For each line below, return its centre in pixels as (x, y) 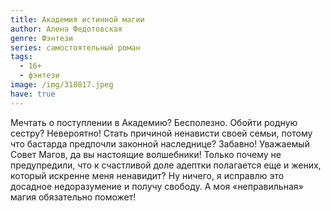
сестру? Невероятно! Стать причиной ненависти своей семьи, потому (161, 133)
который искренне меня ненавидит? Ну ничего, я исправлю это (147, 175)
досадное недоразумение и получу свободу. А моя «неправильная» (157, 186)
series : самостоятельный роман (75, 47)
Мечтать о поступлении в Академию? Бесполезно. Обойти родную (154, 122)
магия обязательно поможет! (73, 197)
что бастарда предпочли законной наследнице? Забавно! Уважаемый (160, 143)
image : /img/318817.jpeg (62, 85)
